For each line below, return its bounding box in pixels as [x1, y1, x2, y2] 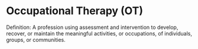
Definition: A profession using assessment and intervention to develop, [6, 24, 178, 31]
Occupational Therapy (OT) [6, 4, 144, 18]
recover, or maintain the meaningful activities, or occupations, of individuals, [6, 30, 192, 37]
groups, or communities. [6, 36, 66, 43]
